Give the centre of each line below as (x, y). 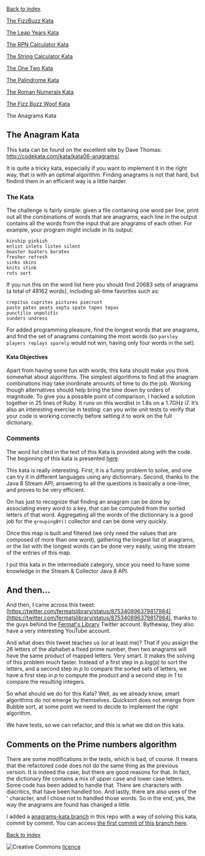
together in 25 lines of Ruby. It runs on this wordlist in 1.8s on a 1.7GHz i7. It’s (102, 403)
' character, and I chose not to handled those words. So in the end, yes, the (101, 798)
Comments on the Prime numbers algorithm (92, 744)
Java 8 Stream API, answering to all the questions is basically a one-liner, (99, 483)
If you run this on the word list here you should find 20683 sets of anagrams (102, 285)
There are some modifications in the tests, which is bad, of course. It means (102, 759)
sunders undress (27, 319)
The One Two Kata (30, 68)
